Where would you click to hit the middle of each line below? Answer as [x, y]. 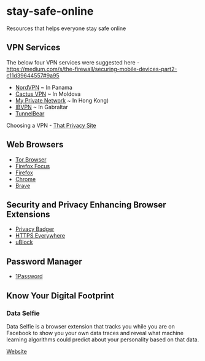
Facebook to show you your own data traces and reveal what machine [95, 333]
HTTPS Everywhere [40, 236]
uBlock [24, 242]
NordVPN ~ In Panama [44, 87]
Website [17, 351]
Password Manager [44, 261]
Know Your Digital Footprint [60, 296]
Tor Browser [31, 159]
